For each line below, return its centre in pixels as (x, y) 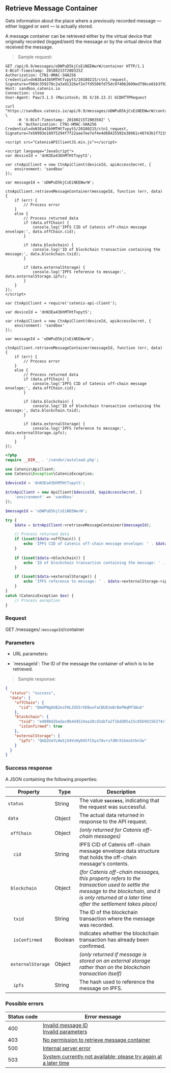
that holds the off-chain (108, 857)
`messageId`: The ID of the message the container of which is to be (83, 664)
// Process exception (37, 600)
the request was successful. (113, 807)
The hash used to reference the (117, 982)
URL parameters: (30, 654)
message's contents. (104, 864)
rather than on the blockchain (115, 967)
